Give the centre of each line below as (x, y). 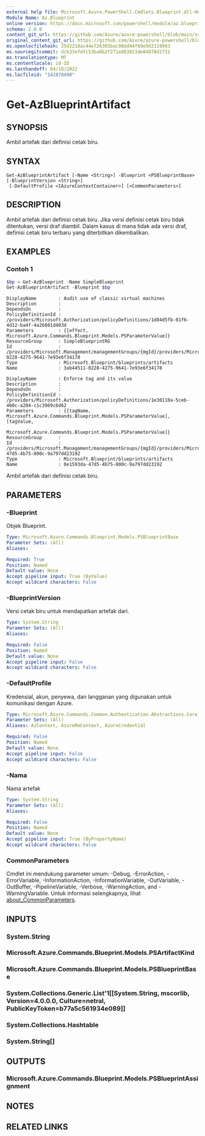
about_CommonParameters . (41, 900)
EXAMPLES (28, 252)
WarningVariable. (28, 893)
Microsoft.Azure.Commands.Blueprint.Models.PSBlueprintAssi (102, 1078)
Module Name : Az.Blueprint (41, 18)
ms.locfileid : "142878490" (41, 75)
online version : (27, 23)
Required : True (26, 559)
